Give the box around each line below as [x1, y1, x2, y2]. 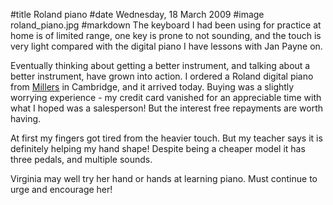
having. [10, 113, 42, 124]
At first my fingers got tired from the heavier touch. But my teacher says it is [10, 132, 323, 144]
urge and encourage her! [10, 184, 113, 195]
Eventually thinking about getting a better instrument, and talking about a [10, 60, 311, 71]
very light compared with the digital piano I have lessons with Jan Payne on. [10, 40, 323, 52]
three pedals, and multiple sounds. [10, 154, 153, 165]
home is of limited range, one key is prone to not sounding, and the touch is [10, 30, 322, 41]
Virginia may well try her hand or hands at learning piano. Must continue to [10, 173, 318, 184]
